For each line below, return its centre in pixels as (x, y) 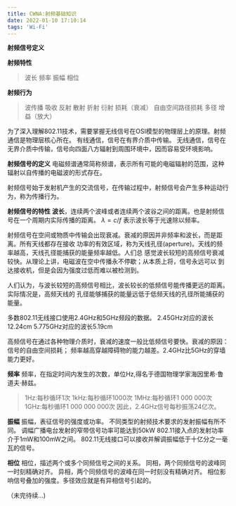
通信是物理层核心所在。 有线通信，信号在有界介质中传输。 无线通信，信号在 (117, 140)
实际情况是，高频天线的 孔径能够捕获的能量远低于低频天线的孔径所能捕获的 (116, 294)
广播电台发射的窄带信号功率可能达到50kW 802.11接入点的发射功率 (129, 431)
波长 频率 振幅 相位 (52, 77)
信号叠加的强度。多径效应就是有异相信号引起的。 (84, 481)
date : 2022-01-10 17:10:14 (47, 20)
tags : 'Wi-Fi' (28, 27)
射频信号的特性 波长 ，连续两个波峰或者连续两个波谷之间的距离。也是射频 (113, 211)
